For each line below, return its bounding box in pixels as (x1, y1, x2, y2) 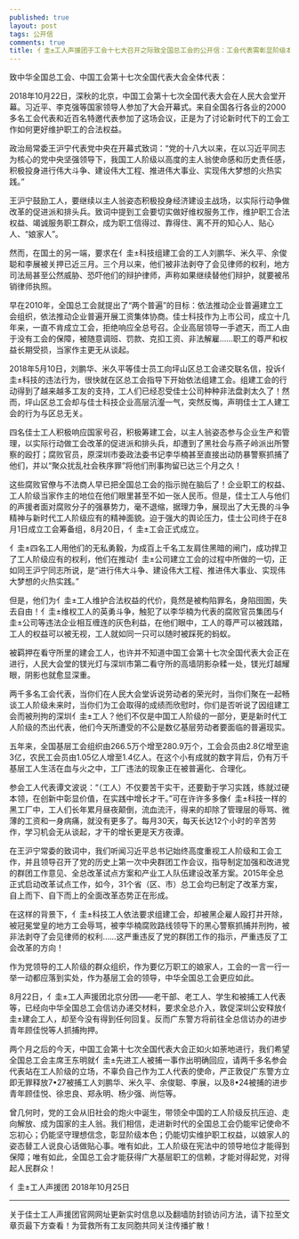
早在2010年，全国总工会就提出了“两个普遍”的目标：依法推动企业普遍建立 (9, 300, 276, 311)
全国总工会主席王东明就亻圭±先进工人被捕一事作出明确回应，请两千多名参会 (9, 1055, 287, 1065)
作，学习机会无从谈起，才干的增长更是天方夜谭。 (9, 827, 189, 837)
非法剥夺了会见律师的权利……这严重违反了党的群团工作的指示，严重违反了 (9, 932, 280, 942)
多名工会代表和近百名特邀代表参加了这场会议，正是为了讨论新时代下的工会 (9, 113, 282, 124)
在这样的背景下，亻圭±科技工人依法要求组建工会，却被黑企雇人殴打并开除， (9, 909, 287, 920)
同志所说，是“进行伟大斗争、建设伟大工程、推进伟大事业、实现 (47, 565, 279, 575)
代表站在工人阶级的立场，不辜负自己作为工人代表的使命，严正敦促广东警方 (9, 1066, 282, 1077)
